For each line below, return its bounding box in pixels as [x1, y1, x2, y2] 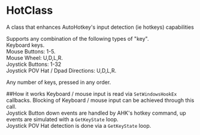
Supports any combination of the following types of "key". [6, 35, 149, 42]
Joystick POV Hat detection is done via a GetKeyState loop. [6, 122, 151, 129]
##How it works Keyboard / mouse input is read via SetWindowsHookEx [6, 90, 177, 97]
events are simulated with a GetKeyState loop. [6, 115, 119, 123]
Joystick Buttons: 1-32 [6, 61, 62, 68]
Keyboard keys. [6, 41, 45, 49]
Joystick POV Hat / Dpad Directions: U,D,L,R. [6, 67, 117, 74]
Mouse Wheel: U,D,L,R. [6, 54, 63, 61]
